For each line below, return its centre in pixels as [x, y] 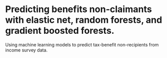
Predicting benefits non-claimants [79, 9]
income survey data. [26, 50]
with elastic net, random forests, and [84, 20]
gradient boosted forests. [60, 31]
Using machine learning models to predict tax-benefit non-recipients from [82, 44]
